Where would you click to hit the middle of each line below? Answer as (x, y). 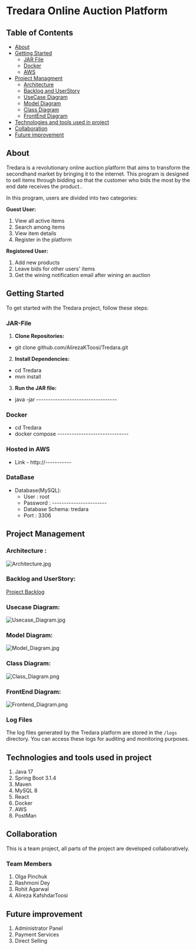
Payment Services (37, 935)
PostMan (25, 816)
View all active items (40, 220)
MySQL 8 (26, 790)
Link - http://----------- (43, 462)
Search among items (40, 227)
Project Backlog (25, 591)
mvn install (28, 376)
